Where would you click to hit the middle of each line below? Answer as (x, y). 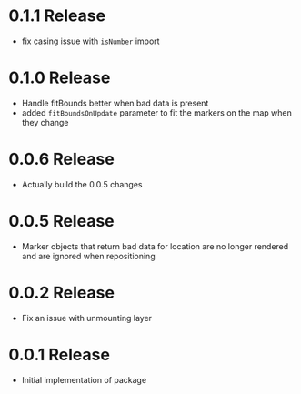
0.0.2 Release (62, 293)
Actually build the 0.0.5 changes (82, 184)
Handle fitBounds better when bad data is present (115, 103)
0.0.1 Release (60, 354)
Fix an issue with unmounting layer (86, 318)
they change (45, 122)
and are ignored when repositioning (88, 256)
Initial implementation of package (84, 379)
